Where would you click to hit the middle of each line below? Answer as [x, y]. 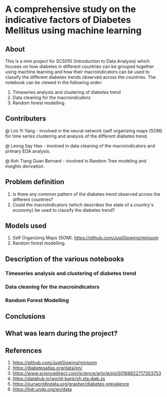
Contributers [26, 119]
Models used [26, 226]
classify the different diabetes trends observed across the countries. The [80, 77]
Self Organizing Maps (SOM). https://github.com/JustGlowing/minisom [86, 238]
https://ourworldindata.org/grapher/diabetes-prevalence [71, 384]
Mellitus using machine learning [73, 31]
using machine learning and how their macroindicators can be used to [77, 72]
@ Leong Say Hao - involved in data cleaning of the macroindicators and [80, 146]
